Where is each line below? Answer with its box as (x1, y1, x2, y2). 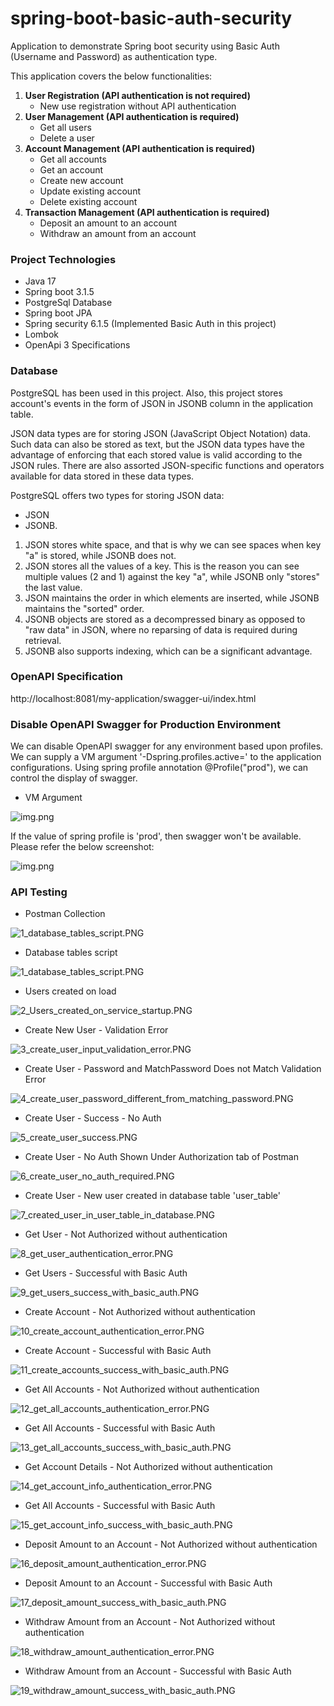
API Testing (10, 885, 68, 899)
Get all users (39, 121, 92, 133)
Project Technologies (10, 252, 117, 266)
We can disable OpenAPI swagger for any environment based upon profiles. (10, 740, 324, 752)
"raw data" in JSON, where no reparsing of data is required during (24, 623, 298, 636)
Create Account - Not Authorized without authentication (24, 1306, 256, 1318)
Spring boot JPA (24, 307, 93, 319)
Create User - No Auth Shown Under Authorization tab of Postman (24, 1151, 299, 1163)
